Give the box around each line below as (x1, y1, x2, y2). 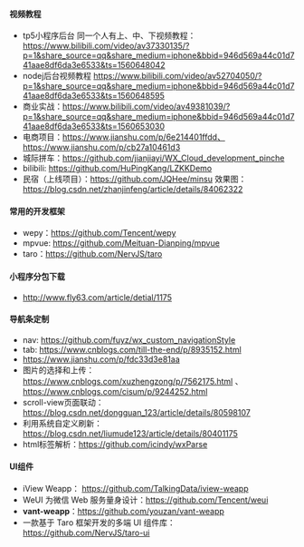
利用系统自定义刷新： (22, 417, 102, 428)
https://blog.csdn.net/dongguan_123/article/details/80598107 (22, 406, 251, 417)
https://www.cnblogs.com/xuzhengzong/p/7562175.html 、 (22, 376, 243, 386)
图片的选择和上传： (22, 364, 95, 376)
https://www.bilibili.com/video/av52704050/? (93, 71, 262, 82)
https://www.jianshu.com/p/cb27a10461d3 (22, 142, 181, 153)
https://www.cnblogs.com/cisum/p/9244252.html (22, 386, 208, 396)
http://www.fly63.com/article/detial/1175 (22, 291, 172, 303)
